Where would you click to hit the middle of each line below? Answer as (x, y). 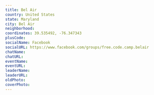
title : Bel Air (21, 10)
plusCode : (16, 38)
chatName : (16, 52)
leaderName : (18, 71)
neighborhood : (20, 29)
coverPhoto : (18, 84)
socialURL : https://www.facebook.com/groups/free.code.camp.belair (77, 47)
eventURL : (16, 66)
